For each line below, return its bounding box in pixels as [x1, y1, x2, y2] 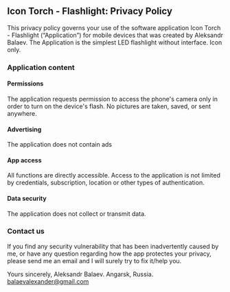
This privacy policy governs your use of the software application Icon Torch [7, 23, 221, 32]
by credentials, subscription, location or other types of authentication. [7, 178, 205, 187]
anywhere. [7, 109, 37, 117]
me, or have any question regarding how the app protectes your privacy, [7, 250, 211, 258]
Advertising [7, 125, 42, 133]
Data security [7, 194, 47, 202]
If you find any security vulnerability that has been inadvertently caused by [7, 242, 219, 250]
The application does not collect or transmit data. [7, 209, 146, 218]
